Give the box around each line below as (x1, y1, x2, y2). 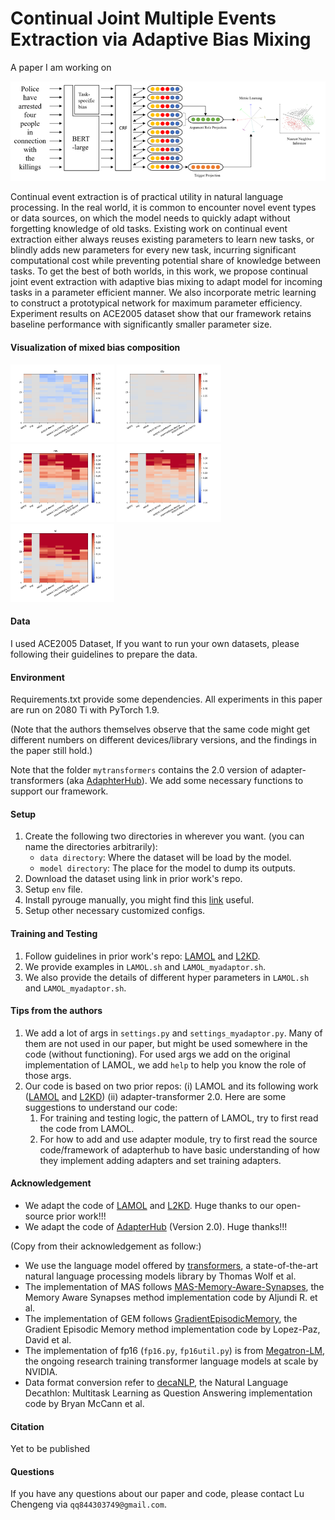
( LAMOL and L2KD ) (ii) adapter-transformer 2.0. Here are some (24, 1090, 287, 1102)
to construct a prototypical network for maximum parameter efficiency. (10, 297, 303, 309)
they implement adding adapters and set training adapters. (39, 1154, 282, 1166)
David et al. (24, 1333, 72, 1346)
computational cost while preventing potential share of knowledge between (10, 255, 321, 267)
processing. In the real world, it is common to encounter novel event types (10, 202, 317, 214)
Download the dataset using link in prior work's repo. (24, 873, 243, 885)
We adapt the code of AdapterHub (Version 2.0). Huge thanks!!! (24, 1220, 288, 1232)
